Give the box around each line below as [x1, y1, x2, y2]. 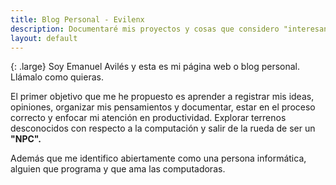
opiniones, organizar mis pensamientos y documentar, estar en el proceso [10, 101, 316, 113]
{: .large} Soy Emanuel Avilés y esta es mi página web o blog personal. [10, 61, 301, 73]
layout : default [10, 33, 78, 43]
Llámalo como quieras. [10, 71, 104, 83]
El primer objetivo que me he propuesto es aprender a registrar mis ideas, [10, 91, 315, 103]
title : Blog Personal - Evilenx [10, 14, 145, 25]
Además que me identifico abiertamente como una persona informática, [10, 152, 307, 165]
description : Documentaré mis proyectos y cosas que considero [10, 24, 280, 34]
